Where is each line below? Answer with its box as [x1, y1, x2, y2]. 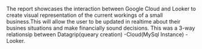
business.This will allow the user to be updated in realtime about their [6, 18, 181, 25]
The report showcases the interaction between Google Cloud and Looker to [6, 5, 197, 12]
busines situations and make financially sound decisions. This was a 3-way [6, 24, 195, 31]
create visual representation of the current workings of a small [6, 11, 163, 19]
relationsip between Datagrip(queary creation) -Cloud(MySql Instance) [6, 31, 184, 38]
